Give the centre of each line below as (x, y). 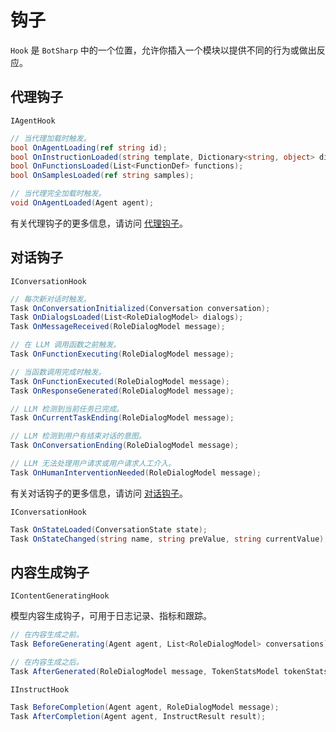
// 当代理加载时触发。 (51, 138)
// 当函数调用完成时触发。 (58, 372)
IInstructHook (40, 689)
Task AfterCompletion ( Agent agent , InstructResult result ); (138, 716)
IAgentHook (33, 121)
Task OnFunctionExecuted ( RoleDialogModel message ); (120, 381)
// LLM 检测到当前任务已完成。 (67, 409)
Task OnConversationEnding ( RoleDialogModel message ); (125, 446)
